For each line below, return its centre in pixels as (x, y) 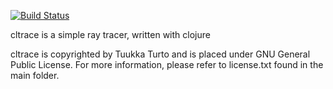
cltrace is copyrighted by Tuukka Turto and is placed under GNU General (160, 54)
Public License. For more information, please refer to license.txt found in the (167, 64)
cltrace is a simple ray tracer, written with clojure (110, 34)
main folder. (35, 75)
